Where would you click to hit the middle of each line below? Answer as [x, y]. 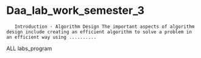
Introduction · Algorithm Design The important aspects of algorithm [104, 27]
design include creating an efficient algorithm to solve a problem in [99, 32]
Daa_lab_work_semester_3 [76, 11]
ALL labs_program [29, 48]
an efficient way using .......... [51, 37]
